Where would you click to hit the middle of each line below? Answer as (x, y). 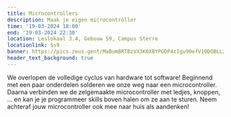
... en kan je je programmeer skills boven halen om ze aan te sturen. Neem (112, 99)
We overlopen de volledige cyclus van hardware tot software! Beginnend (110, 77)
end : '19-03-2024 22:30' (43, 32)
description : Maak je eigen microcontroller (72, 20)
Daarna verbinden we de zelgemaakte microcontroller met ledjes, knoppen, (114, 92)
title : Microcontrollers (43, 13)
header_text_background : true (51, 58)
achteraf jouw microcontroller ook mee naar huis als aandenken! (98, 106)
